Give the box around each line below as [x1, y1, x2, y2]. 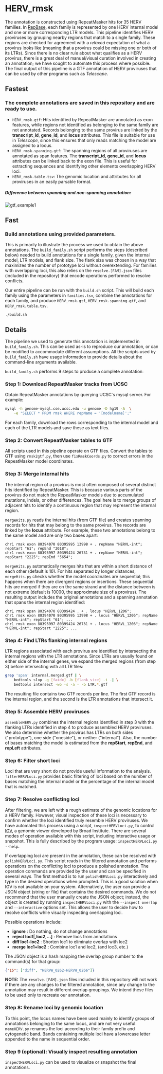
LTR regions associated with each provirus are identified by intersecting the [5, 648, 157, 654]
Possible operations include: [5, 919, 62, 925]
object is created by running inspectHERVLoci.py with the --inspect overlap [5, 899, 157, 905]
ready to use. [5, 106, 37, 112]
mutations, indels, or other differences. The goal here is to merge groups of [5, 497, 156, 503]
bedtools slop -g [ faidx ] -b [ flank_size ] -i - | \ [14, 677, 119, 682]
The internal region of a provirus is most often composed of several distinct [5, 481, 156, 487]
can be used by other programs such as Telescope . [5, 71, 109, 76]
